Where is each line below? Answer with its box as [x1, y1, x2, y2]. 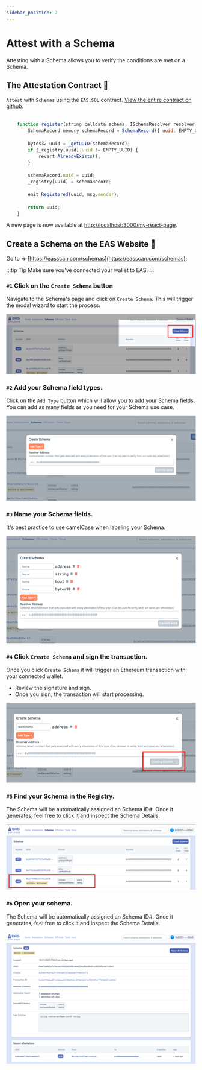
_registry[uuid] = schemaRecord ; [28, 179, 112, 185]
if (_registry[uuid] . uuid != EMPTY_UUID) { [28, 147, 138, 153]
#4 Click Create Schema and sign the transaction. [6, 652, 148, 660]
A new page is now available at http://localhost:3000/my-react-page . [6, 221, 177, 229]
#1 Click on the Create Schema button [6, 282, 113, 290]
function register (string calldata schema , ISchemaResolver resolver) [17, 121, 198, 128]
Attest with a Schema [6, 36, 115, 50]
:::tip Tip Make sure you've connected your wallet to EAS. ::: [6, 267, 155, 274]
